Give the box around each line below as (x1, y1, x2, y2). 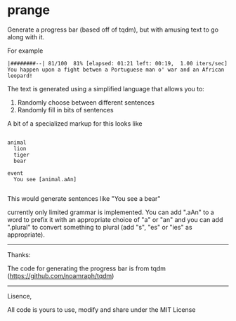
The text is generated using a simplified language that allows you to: (7, 84, 205, 93)
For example (7, 46, 44, 55)
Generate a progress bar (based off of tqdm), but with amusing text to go (7, 25, 219, 34)
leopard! (7, 72, 33, 79)
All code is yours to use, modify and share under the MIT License (7, 305, 196, 314)
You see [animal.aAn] (13, 176, 77, 183)
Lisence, (7, 291, 32, 300)
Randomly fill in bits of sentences (17, 105, 114, 114)
